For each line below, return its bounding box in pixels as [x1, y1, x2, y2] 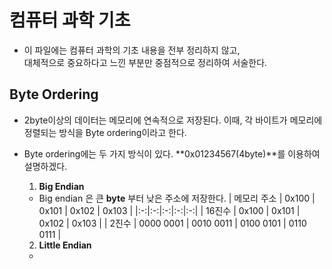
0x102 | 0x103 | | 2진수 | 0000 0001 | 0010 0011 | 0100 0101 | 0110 [38, 217, 307, 229]
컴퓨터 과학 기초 [9, 9, 131, 32]
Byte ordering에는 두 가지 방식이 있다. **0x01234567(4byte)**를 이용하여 [23, 147, 321, 160]
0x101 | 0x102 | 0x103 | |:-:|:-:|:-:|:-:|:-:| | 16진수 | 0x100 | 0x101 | [38, 204, 301, 216]
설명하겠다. [23, 160, 68, 172]
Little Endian [38, 239, 92, 251]
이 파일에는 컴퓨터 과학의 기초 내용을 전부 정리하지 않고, [23, 44, 241, 56]
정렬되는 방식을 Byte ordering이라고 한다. [23, 126, 187, 138]
